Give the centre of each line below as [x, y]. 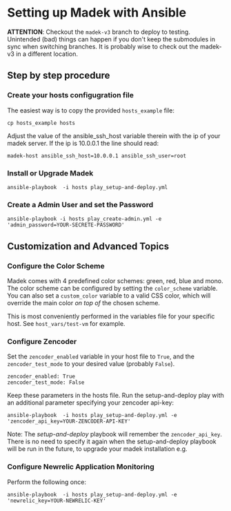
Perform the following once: [47, 482]
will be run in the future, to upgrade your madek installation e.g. [97, 449]
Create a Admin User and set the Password [80, 204]
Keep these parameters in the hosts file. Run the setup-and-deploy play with [115, 396]
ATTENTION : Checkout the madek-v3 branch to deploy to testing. [99, 32]
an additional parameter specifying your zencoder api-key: [91, 403]
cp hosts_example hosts [41, 123]
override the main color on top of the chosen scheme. [84, 302]
